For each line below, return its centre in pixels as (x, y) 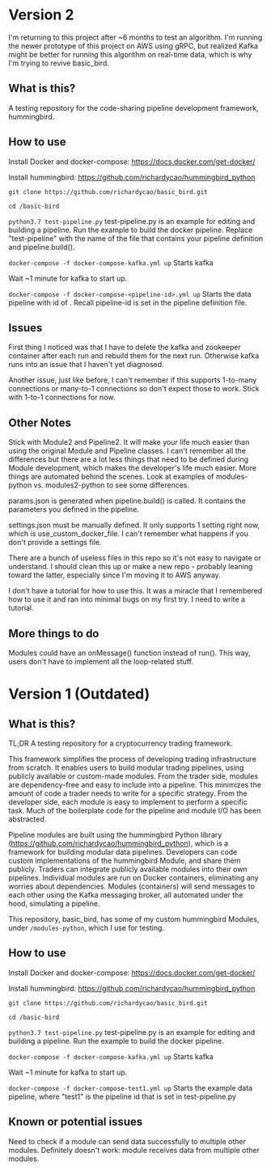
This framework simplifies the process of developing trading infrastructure (132, 759)
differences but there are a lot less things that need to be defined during (129, 459)
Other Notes (40, 422)
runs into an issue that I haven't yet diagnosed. (86, 365)
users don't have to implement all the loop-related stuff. (101, 661)
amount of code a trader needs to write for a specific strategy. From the (128, 793)
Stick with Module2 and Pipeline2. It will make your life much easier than (129, 442)
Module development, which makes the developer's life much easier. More (133, 468)
